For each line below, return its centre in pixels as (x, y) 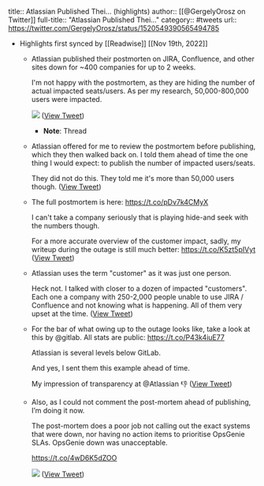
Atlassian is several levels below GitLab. (96, 352)
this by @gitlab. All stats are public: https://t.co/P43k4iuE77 (128, 337)
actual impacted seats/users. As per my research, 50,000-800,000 (140, 91)
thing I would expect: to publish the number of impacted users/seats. (143, 163)
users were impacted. (67, 99)
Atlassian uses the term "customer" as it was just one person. (131, 273)
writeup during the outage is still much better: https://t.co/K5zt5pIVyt (143, 249)
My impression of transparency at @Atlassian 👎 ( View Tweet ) (132, 384)
